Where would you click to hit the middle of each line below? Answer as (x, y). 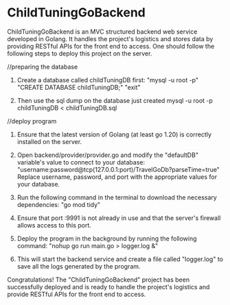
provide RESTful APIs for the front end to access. (77, 294)
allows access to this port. (54, 225)
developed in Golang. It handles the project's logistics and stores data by (110, 38)
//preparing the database (43, 66)
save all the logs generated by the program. (79, 266)
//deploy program (32, 121)
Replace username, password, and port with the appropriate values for (117, 177)
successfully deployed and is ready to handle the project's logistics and (108, 286)
